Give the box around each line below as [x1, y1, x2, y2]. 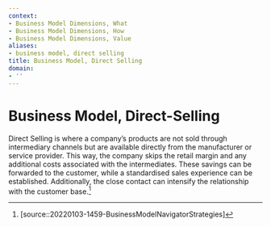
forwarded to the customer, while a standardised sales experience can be [8, 167, 252, 178]
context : [8, 11, 38, 20]
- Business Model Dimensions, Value [8, 34, 131, 43]
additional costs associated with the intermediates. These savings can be [8, 159, 252, 169]
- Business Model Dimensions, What [8, 19, 128, 27]
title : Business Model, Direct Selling [8, 57, 143, 65]
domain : [8, 65, 35, 73]
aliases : [8, 42, 38, 50]
